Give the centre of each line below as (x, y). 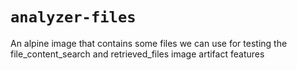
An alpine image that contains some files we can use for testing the (149, 43)
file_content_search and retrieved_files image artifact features (137, 54)
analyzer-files (73, 17)
